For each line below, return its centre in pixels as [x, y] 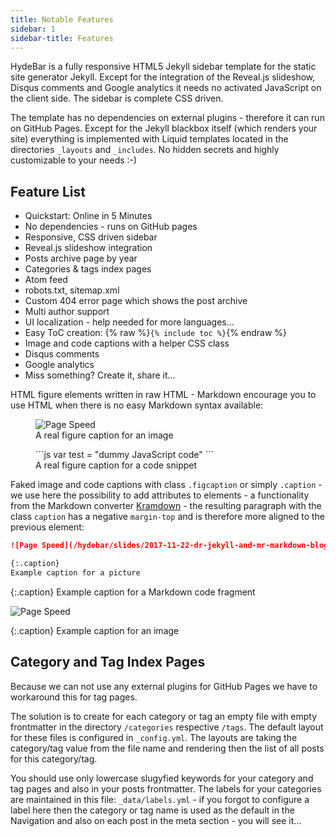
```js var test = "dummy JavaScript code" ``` [125, 455]
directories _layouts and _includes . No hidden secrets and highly [145, 150]
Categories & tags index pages [88, 269]
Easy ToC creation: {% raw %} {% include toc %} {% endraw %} [156, 333]
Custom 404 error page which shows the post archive [136, 301]
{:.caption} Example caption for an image [95, 630]
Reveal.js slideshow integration [88, 248]
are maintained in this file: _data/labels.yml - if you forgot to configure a [160, 799]
